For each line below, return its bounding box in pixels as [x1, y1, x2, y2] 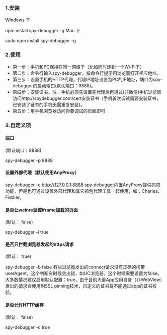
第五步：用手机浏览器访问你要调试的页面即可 [12, 107, 106, 114]
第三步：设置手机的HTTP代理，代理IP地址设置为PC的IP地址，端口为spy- [12, 76, 162, 82]
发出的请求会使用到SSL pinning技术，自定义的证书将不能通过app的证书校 [5, 283, 157, 289]
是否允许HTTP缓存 [5, 302, 44, 308]
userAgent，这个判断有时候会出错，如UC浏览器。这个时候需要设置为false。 [5, 270, 162, 276]
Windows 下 [5, 17, 30, 23]
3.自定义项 [5, 122, 31, 129]
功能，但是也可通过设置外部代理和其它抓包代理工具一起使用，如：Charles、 [5, 188, 162, 194]
